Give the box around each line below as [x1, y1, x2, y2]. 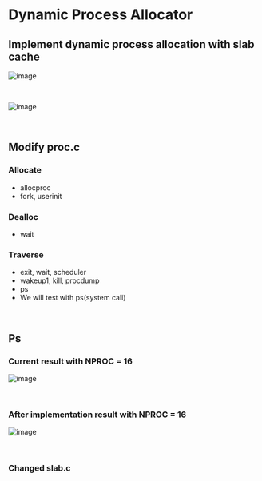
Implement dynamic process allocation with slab [8, 38, 255, 51]
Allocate [8, 165, 42, 176]
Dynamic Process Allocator [8, 6, 193, 24]
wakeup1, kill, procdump [19, 276, 100, 285]
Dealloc [8, 211, 38, 222]
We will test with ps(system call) [19, 293, 126, 303]
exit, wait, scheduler [19, 268, 86, 277]
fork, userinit [19, 191, 62, 201]
